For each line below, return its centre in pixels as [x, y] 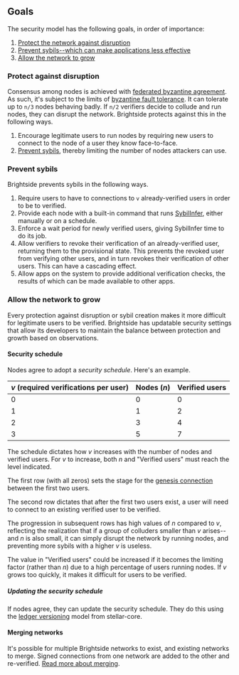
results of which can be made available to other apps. [96, 281]
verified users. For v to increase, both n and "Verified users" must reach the [118, 459]
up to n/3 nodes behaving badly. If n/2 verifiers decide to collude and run [115, 107]
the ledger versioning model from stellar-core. [75, 616]
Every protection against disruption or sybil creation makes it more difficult [117, 315]
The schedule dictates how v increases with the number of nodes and [110, 451]
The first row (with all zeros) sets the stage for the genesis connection [110, 480]
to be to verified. [42, 206]
